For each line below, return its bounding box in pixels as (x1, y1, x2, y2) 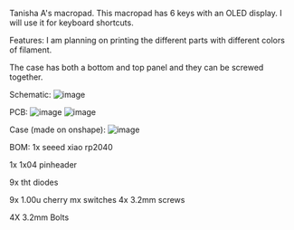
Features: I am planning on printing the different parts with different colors (9, 35, 285, 45)
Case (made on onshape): (9, 124, 106, 135)
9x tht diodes (9, 177, 59, 187)
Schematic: (9, 90, 52, 100)
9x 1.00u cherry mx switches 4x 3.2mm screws (9, 195, 185, 205)
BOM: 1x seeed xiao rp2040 (9, 142, 113, 152)
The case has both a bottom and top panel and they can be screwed (9, 62, 264, 72)
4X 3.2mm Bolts (9, 212, 70, 223)
